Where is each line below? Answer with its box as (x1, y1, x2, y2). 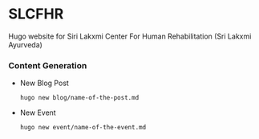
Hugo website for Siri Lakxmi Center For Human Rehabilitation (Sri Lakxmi (8, 31, 252, 41)
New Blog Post (19, 78, 70, 88)
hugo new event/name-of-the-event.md (19, 124, 147, 132)
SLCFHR (8, 5, 64, 23)
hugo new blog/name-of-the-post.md (19, 94, 140, 102)
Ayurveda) (8, 39, 42, 49)
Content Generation (8, 59, 87, 71)
